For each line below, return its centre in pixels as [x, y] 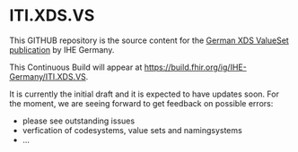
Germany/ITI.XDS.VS [48, 76]
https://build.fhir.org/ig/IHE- [195, 67]
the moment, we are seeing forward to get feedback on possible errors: [141, 103]
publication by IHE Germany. [62, 49]
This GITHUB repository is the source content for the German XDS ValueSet [149, 40]
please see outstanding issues [79, 121]
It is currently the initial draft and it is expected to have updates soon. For [145, 94]
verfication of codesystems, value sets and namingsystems [132, 130]
